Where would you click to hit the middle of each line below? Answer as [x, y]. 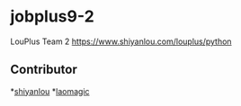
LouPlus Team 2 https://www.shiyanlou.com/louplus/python [121, 41]
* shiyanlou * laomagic [50, 91]
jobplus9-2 [53, 17]
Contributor [44, 70]
